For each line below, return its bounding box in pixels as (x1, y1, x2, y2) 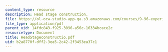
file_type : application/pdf (5, 21, 64, 26)
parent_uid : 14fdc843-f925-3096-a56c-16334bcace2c (5, 26, 113, 31)
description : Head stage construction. (5, 12, 88, 17)
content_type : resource (5, 7, 55, 12)
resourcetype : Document (5, 30, 55, 35)
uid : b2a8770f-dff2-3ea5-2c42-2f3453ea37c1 (5, 40, 97, 45)
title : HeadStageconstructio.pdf (5, 35, 75, 40)
